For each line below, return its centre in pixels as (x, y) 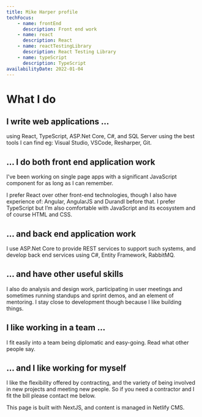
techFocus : (20, 18)
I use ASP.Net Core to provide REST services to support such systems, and (101, 249)
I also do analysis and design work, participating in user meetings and (94, 289)
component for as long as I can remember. (60, 183)
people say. (21, 349)
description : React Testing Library (69, 52)
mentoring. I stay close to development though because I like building (94, 302)
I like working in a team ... (56, 328)
